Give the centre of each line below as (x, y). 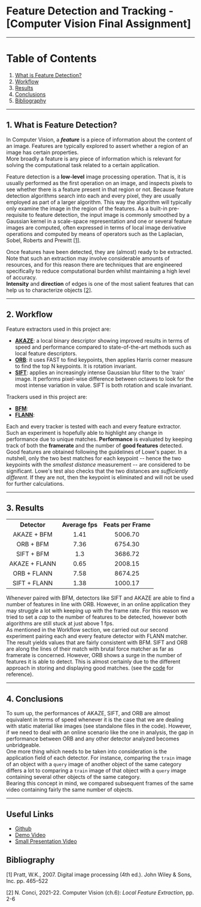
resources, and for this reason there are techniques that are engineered (94, 264)
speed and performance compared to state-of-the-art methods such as (103, 347)
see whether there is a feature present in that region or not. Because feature (100, 189)
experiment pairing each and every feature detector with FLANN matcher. (97, 636)
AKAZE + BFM (33, 534)
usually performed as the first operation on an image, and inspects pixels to (99, 183)
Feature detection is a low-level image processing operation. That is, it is (96, 176)
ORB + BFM (33, 545)
